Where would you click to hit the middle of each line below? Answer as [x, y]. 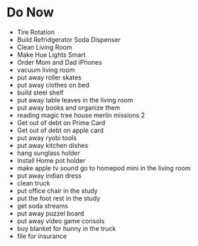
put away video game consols [61, 220]
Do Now [30, 12]
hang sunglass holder [49, 153]
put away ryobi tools [47, 138]
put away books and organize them [68, 107]
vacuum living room [46, 70]
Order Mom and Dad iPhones [59, 62]
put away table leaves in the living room [75, 100]
